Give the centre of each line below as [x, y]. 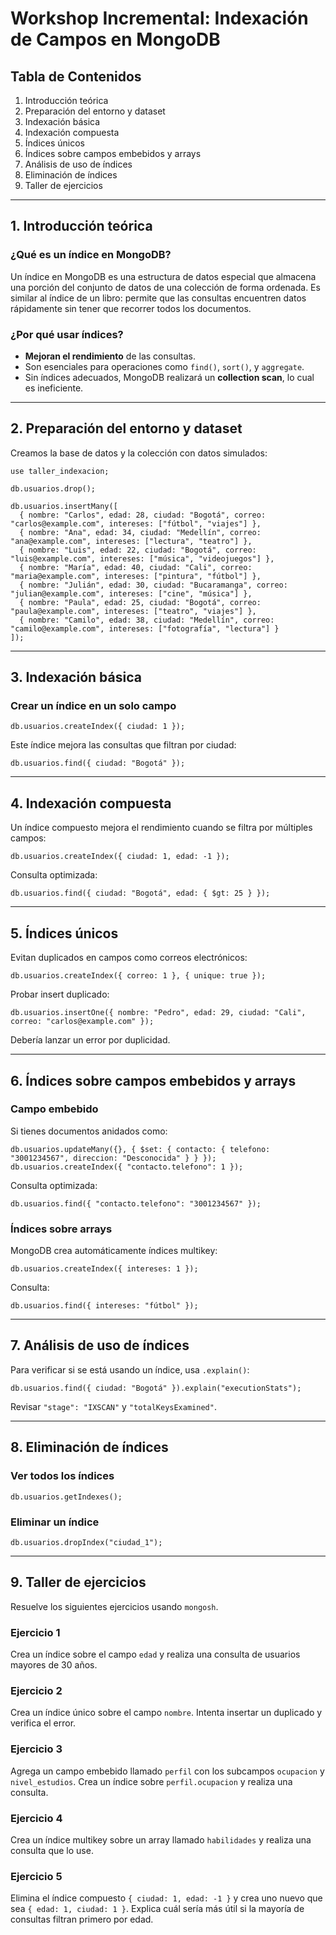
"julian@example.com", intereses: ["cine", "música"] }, [131, 593]
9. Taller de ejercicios [78, 1582]
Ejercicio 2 [36, 1690]
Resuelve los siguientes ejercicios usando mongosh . [114, 1606]
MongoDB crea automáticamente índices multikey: [114, 1251]
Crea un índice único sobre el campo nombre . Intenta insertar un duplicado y [166, 1713]
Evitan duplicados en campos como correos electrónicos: [129, 958]
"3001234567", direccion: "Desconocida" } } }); [113, 1158]
